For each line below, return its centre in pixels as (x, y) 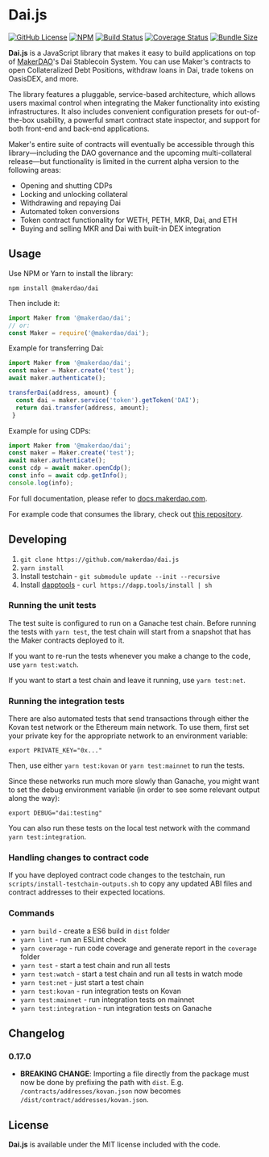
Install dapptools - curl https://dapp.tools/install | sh (116, 585)
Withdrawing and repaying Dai (70, 203)
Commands (31, 913)
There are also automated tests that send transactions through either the (129, 719)
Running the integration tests (66, 701)
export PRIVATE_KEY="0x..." (56, 751)
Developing (37, 540)
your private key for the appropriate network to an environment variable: (128, 736)
